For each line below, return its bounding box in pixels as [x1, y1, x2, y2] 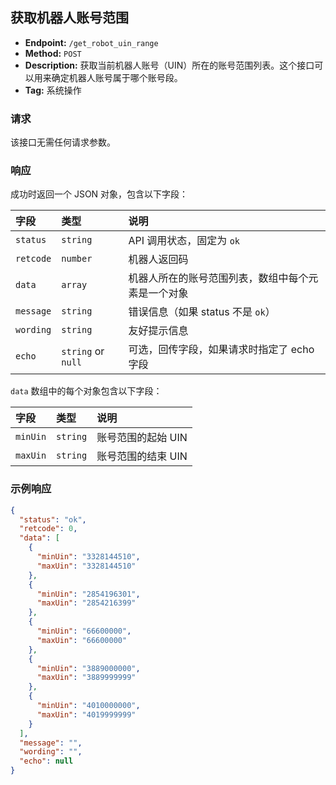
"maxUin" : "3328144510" [36, 561, 137, 571]
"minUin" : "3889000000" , [36, 663, 141, 673]
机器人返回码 [128, 253, 189, 267]
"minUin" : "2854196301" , [36, 589, 141, 599]
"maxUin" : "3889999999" [36, 673, 137, 683]
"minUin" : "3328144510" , [36, 552, 141, 562]
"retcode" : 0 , [19, 524, 78, 534]
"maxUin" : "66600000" [36, 635, 128, 645]
